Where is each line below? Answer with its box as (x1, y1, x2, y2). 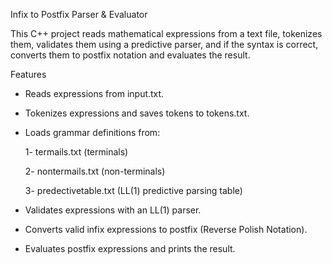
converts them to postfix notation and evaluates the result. (10, 49, 251, 61)
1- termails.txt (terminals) (24, 146, 129, 158)
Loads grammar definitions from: (24, 127, 161, 138)
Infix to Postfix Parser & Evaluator (10, 9, 148, 20)
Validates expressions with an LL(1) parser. (24, 204, 202, 216)
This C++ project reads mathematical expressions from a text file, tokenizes (10, 28, 323, 39)
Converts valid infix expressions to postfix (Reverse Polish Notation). (24, 224, 308, 235)
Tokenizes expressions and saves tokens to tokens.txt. (24, 107, 250, 119)
